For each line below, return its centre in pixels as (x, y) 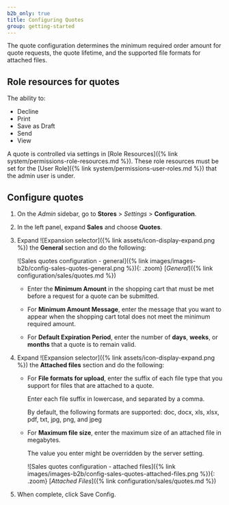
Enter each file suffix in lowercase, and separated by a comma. (116, 399)
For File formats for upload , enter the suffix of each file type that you (125, 378)
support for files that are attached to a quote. (91, 385)
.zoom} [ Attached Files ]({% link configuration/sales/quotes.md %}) (122, 481)
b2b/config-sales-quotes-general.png (71, 268)
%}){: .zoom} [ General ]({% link (170, 268)
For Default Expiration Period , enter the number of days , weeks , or (123, 337)
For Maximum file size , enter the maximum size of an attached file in (124, 433)
